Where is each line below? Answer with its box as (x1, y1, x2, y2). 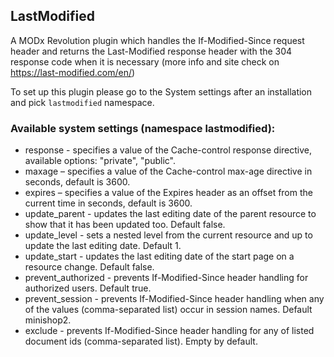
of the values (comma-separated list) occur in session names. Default (24, 304, 313, 316)
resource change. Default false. (24, 261, 155, 273)
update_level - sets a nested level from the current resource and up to (24, 229, 313, 241)
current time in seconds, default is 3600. (24, 197, 193, 209)
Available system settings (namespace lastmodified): (10, 121, 276, 135)
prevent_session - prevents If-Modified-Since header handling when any (24, 293, 325, 305)
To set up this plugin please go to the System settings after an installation (10, 85, 313, 98)
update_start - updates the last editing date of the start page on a (24, 250, 295, 263)
